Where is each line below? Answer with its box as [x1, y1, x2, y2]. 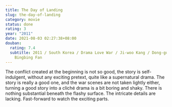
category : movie [5, 17, 40, 22]
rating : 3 [5, 26, 27, 32]
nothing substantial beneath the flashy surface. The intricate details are [5, 90, 156, 97]
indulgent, [5, 74, 27, 81]
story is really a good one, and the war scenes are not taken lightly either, [5, 79, 160, 86]
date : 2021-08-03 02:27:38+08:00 [5, 36, 77, 41]
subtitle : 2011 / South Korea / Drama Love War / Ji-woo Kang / [10, 50, 150, 55]
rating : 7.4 [10, 45, 36, 50]
